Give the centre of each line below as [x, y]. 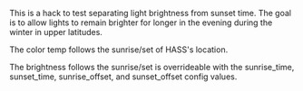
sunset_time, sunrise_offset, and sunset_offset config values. [123, 77]
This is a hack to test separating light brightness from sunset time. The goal [151, 13]
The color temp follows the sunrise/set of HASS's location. [119, 50]
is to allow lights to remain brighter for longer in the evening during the [141, 23]
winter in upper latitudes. [56, 32]
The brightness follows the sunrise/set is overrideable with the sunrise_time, [152, 67]
